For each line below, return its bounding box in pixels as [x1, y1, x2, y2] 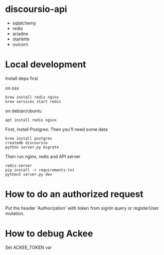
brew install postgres [5, 136, 52, 141]
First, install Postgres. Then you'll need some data [5, 126, 108, 132]
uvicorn [12, 41, 28, 47]
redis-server [5, 163, 32, 168]
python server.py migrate [5, 144, 59, 149]
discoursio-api [5, 3, 67, 15]
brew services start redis [5, 99, 61, 104]
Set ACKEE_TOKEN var [5, 244, 52, 250]
